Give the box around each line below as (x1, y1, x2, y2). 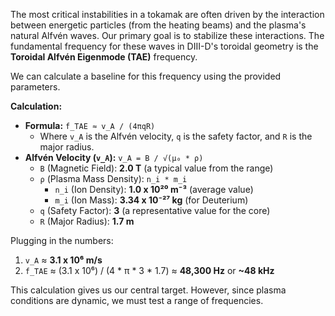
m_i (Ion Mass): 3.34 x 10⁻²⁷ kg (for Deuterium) (54, 194, 249, 206)
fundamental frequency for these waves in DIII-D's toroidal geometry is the (10, 40, 319, 52)
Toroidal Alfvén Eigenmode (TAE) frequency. (10, 51, 198, 63)
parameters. (10, 81, 61, 93)
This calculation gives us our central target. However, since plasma (10, 284, 287, 296)
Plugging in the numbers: (10, 235, 114, 246)
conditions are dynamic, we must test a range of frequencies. (10, 295, 264, 306)
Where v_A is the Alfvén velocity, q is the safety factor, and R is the (39, 130, 313, 142)
